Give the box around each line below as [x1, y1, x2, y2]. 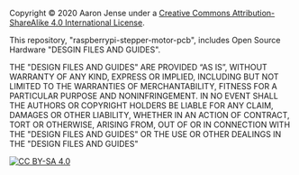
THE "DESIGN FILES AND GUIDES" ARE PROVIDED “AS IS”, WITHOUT [9, 62, 267, 72]
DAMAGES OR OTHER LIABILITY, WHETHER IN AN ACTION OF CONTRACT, [9, 110, 290, 120]
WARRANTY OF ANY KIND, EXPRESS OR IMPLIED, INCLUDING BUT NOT [9, 71, 279, 82]
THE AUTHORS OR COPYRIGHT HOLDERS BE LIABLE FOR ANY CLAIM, [9, 100, 274, 111]
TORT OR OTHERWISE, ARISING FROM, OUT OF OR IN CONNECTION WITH [9, 119, 291, 130]
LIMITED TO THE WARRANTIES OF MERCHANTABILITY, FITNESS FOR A [9, 81, 277, 91]
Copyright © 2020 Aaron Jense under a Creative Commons [9, 8, 231, 18]
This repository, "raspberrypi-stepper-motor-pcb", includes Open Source [9, 35, 281, 45]
